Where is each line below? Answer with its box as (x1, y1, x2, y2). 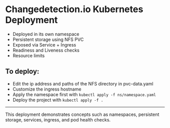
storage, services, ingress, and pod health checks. (5, 116, 111, 122)
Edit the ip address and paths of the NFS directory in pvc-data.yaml (12, 80, 153, 87)
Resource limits (12, 52, 45, 59)
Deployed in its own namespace (12, 31, 79, 37)
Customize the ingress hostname (12, 86, 82, 92)
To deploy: (5, 67, 39, 76)
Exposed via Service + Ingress (12, 41, 76, 48)
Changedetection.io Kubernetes (5, 4, 143, 15)
